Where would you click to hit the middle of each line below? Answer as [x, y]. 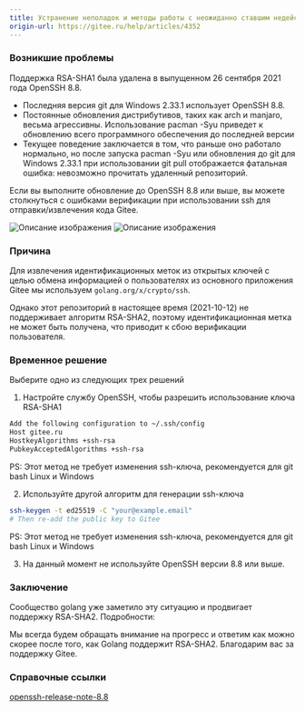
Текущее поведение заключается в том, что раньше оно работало [152, 144]
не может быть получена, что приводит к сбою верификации [128, 327]
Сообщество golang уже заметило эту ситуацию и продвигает [131, 606]
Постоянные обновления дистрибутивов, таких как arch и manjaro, [152, 115]
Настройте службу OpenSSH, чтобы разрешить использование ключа [159, 397]
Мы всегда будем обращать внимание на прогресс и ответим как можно [152, 634]
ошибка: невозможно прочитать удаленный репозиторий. [135, 173]
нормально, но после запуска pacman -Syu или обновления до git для [159, 153]
